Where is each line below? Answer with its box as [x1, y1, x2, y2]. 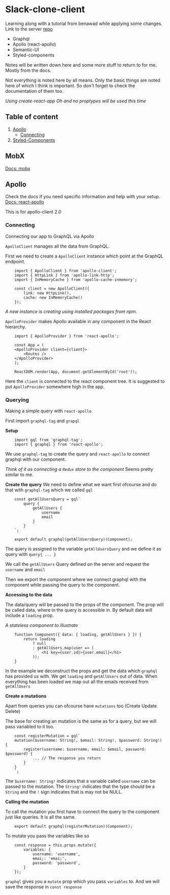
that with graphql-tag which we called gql [5, 487, 93, 493]
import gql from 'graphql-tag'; [14, 437, 83, 442]
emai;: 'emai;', [32, 856, 67, 861]
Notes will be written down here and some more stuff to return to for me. [5, 62, 157, 68]
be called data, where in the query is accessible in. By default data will [5, 607, 152, 613]
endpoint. [5, 258, 25, 265]
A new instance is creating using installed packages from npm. [5, 308, 138, 314]
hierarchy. [5, 324, 26, 330]
